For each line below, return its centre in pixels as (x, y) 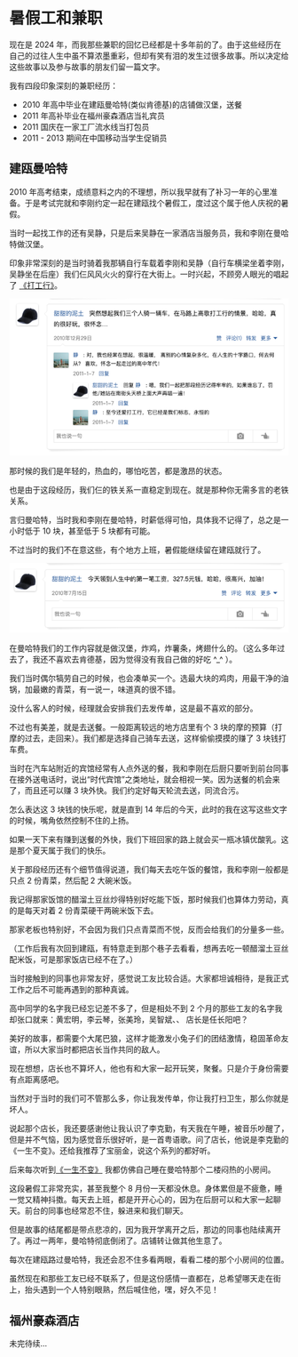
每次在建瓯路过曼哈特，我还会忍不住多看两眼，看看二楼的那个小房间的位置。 (149, 1260)
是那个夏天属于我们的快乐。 (60, 851)
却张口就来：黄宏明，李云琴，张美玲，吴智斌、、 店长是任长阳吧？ (129, 1020)
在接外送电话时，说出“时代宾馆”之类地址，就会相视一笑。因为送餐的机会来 (145, 780)
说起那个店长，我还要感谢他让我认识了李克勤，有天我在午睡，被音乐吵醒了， (149, 1128)
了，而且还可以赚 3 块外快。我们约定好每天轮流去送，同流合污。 (126, 791)
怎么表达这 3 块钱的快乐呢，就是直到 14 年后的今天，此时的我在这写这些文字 (149, 809)
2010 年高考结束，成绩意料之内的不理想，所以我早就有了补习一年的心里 (140, 191)
